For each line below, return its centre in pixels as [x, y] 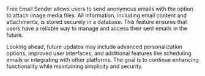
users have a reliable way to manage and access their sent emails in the [97, 28]
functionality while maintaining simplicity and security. [75, 66]
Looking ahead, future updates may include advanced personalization [94, 47]
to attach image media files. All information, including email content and [97, 15]
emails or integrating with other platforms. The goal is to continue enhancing [102, 60]
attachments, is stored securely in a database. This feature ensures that [97, 22]
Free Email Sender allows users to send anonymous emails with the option [100, 9]
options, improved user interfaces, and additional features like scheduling [99, 53]
